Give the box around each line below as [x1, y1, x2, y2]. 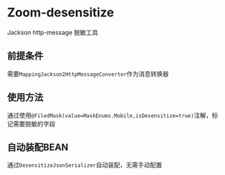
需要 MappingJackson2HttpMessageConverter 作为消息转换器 [7, 70, 169, 78]
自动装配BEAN [7, 142, 69, 153]
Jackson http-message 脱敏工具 [7, 28, 98, 36]
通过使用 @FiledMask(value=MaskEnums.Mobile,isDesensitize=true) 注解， [7, 111, 213, 119]
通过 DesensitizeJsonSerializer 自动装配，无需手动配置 [7, 161, 163, 169]
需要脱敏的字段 [12, 120, 56, 128]
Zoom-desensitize [7, 5, 115, 21]
